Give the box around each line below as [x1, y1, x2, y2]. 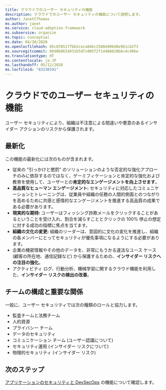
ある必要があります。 [12, 204, 56, 210]
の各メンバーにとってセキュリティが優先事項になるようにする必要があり [12, 234, 160, 240]
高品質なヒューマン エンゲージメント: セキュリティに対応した [12, 185, 138, 191]
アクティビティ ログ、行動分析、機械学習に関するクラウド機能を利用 [12, 266, 152, 272]
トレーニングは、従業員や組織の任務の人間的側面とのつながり [34, 191, 160, 197]
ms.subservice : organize [5, 30, 56, 35]
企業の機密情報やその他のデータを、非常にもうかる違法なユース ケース [12, 247, 157, 253]
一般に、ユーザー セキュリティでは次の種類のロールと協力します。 [5, 302, 140, 308]
